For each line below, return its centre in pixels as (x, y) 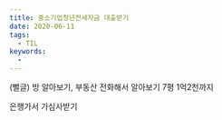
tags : (19, 35)
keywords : (28, 52)
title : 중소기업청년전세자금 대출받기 (69, 18)
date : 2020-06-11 (42, 26)
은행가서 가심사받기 (43, 106)
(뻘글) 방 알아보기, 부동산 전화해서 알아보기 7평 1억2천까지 (112, 87)
